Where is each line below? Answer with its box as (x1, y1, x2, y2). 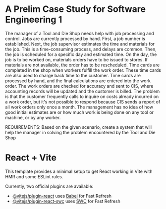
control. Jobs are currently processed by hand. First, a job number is (5, 36, 145, 42)
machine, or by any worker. (5, 114, 61, 120)
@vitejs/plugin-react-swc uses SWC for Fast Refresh (12, 198, 120, 204)
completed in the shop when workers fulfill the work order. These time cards (5, 67, 161, 73)
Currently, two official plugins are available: (5, 183, 94, 189)
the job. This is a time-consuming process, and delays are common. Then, (5, 46, 157, 52)
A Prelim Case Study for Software (5, 3, 146, 15)
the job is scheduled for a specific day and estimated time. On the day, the (5, 51, 157, 57)
